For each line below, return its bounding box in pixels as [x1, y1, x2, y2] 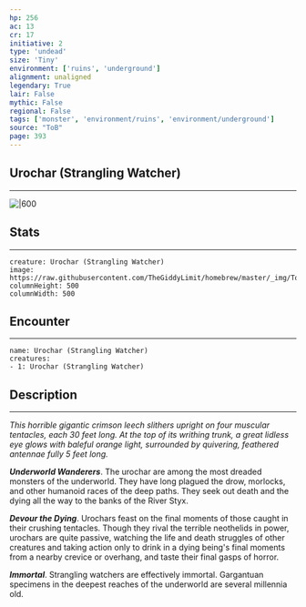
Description [9, 387, 77, 402]
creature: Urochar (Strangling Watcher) [9, 257, 166, 267]
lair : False [9, 89, 55, 98]
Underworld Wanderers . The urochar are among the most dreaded [9, 466, 262, 478]
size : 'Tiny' [9, 56, 59, 65]
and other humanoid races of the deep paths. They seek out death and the [9, 486, 290, 497]
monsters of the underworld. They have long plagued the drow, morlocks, [9, 476, 286, 487]
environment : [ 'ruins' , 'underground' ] [9, 65, 161, 74]
